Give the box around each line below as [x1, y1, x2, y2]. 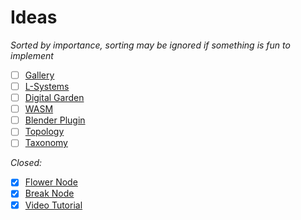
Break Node [24, 187, 75, 200]
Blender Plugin [24, 114, 86, 126]
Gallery [24, 69, 55, 81]
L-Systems [24, 81, 70, 92]
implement [10, 49, 54, 61]
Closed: [10, 157, 43, 169]
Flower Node [24, 176, 78, 188]
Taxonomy [24, 137, 68, 149]
